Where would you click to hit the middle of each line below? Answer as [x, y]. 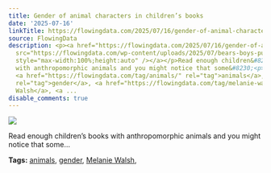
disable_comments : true [48, 98]
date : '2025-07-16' [41, 23]
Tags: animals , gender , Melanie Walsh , [73, 160]
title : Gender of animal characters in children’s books [106, 16]
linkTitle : [27, 31]
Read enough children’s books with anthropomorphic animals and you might [135, 136]
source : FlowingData [43, 38]
